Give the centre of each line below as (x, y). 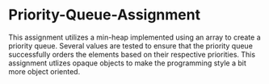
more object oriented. (44, 71)
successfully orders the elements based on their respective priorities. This (132, 54)
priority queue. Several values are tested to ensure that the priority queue (130, 45)
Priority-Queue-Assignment (104, 15)
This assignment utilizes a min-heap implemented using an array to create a (134, 37)
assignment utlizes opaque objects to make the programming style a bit (127, 63)
